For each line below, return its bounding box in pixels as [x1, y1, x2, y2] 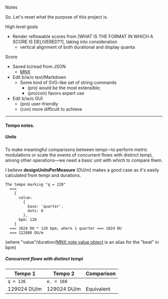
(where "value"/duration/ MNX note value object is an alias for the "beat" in [5, 239, 159, 245]
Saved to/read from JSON [12, 64, 66, 69]
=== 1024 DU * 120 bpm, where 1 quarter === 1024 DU [9, 226, 122, 231]
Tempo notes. [5, 122, 35, 128]
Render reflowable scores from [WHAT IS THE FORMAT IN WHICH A [12, 34, 153, 39]
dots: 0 [27, 208, 43, 213]
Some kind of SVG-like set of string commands [19, 80, 117, 85]
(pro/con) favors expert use [27, 90, 84, 96]
